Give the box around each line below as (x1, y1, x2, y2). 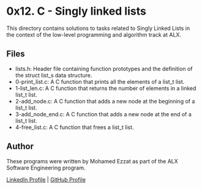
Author (6, 141, 34, 152)
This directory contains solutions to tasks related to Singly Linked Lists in (6, 24, 190, 32)
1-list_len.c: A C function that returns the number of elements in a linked (15, 84, 196, 92)
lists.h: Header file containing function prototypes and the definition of (15, 65, 193, 72)
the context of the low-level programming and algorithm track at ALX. (6, 31, 182, 38)
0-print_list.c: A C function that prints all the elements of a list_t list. (15, 78, 185, 85)
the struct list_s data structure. (15, 72, 92, 79)
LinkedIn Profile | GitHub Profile (6, 176, 86, 183)
